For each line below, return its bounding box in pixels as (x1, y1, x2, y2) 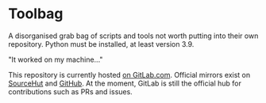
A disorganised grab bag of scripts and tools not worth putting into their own (8, 31, 259, 40)
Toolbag (8, 5, 64, 23)
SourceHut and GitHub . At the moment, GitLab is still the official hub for (8, 78, 242, 88)
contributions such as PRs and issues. (8, 86, 133, 96)
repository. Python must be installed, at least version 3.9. (8, 39, 195, 48)
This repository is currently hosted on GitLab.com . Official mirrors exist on (8, 70, 251, 79)
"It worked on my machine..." (8, 55, 103, 64)
